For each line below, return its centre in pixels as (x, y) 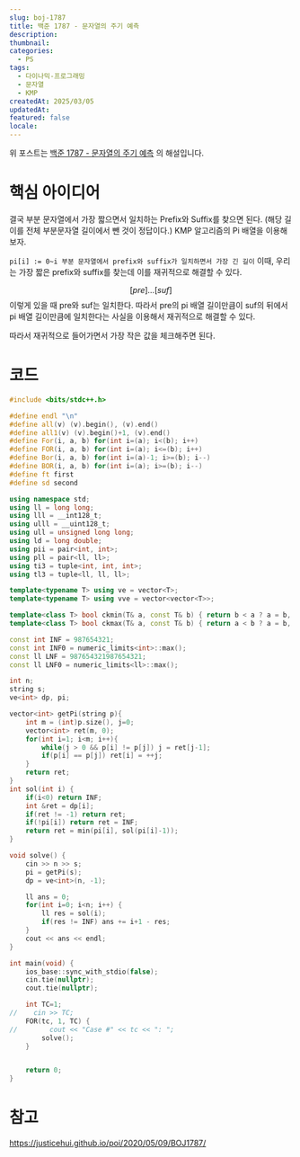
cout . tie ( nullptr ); (62, 988)
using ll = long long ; (52, 507)
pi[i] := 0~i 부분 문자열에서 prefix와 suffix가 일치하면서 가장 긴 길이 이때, (141, 261)
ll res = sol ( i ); (74, 913)
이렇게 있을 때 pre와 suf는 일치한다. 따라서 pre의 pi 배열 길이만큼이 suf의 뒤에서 (149, 305)
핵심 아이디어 (55, 193)
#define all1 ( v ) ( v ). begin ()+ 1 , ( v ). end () (90, 432)
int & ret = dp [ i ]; (60, 805)
